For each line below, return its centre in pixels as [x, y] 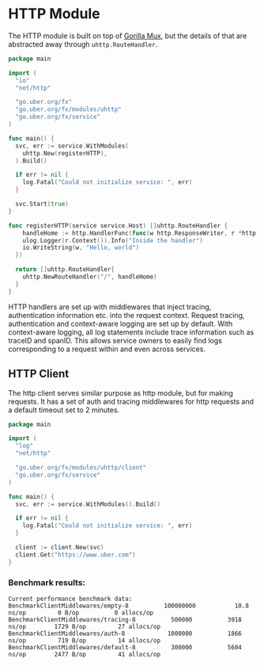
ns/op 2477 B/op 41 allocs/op [84, 654]
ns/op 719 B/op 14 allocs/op [84, 640]
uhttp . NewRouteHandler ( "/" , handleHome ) [90, 277]
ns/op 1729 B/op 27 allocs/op [84, 626]
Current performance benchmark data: [70, 599]
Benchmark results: [47, 582]
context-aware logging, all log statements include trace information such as [131, 332]
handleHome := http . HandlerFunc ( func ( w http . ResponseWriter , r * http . [141, 233]
